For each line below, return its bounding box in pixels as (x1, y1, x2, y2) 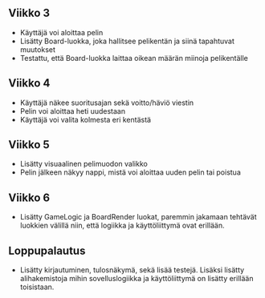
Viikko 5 (8, 138, 50, 151)
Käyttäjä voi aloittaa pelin (19, 27, 104, 37)
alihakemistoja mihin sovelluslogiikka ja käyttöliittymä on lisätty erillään (19, 274, 254, 284)
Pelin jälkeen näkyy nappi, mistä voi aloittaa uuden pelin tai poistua (19, 167, 241, 177)
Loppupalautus (8, 244, 86, 257)
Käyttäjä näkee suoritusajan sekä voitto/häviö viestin (19, 98, 194, 107)
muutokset (19, 44, 56, 54)
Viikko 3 (8, 6, 51, 20)
